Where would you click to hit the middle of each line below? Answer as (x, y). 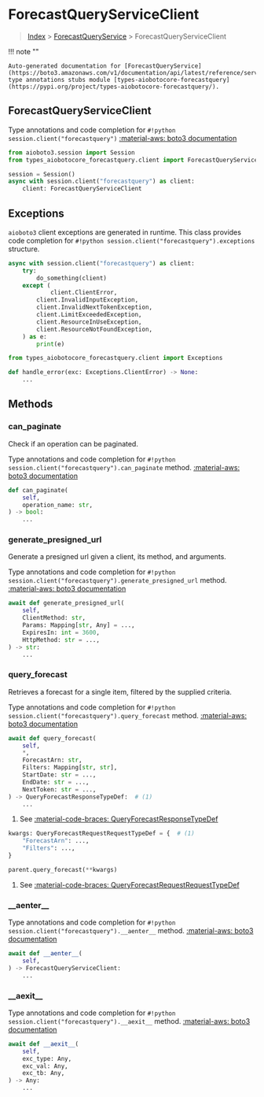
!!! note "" (24, 51)
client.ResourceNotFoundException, (95, 329)
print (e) (51, 344)
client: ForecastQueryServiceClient (82, 189)
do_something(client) (72, 278)
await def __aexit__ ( (44, 1044)
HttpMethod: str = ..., (61, 639)
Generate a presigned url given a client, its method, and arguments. (117, 557)
